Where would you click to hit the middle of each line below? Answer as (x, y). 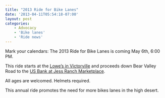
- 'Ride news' (28, 37)
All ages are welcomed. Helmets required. (48, 81)
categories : (17, 23)
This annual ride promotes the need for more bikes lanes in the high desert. (82, 90)
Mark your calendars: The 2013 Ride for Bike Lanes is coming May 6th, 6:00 (82, 51)
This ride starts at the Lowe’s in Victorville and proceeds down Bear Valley (81, 66)
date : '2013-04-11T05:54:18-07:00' (42, 14)
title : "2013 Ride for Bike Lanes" (42, 10)
